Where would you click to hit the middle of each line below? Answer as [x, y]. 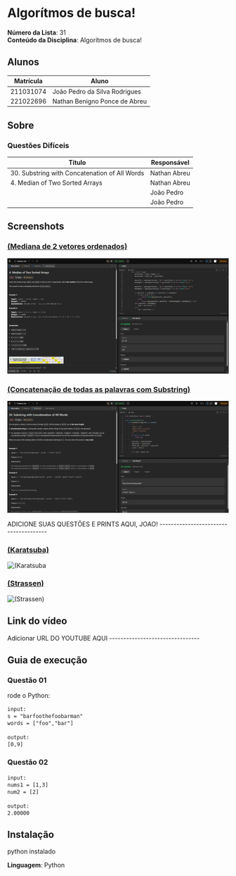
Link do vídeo [37, 621]
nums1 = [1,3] [28, 785]
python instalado [32, 851]
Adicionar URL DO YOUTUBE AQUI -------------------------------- [104, 638]
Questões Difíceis [38, 145]
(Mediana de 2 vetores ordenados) [67, 247]
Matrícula [28, 81]
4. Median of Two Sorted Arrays [57, 183]
